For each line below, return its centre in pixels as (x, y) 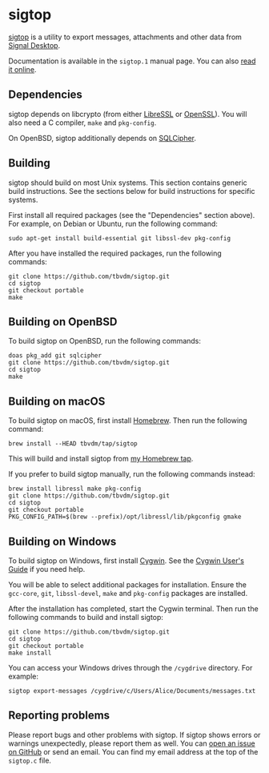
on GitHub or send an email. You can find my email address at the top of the (133, 751)
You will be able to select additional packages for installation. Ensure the (127, 585)
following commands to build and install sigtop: (86, 617)
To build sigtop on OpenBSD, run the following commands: (105, 341)
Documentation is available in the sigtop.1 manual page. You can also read (132, 61)
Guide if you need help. (47, 569)
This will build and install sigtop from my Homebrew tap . (101, 459)
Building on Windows (62, 541)
